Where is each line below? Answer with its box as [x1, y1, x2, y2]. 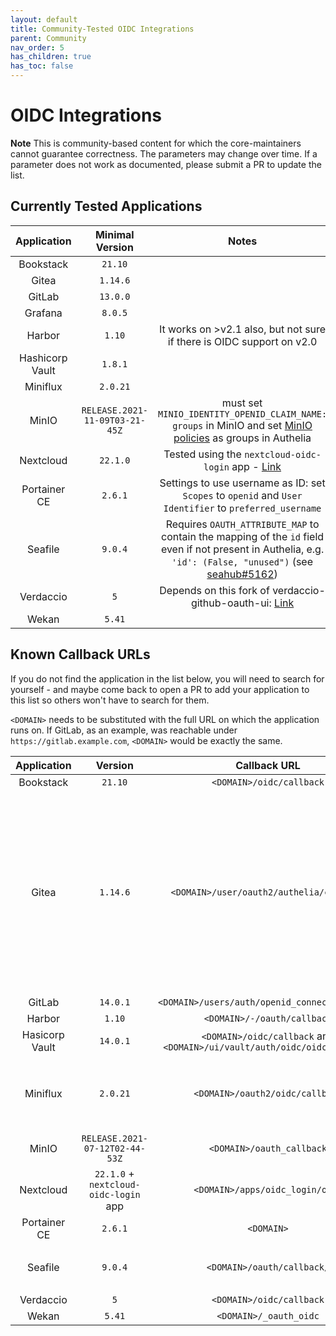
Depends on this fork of [159, 583, 270, 597]
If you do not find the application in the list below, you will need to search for [10, 672, 325, 685]
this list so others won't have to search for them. [10, 694, 210, 706]
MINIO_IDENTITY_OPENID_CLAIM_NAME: [158, 408, 328, 420]
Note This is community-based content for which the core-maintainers [10, 137, 302, 149]
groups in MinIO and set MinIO [172, 418, 313, 432]
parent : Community [10, 33, 87, 43]
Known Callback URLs [10, 646, 151, 663]
